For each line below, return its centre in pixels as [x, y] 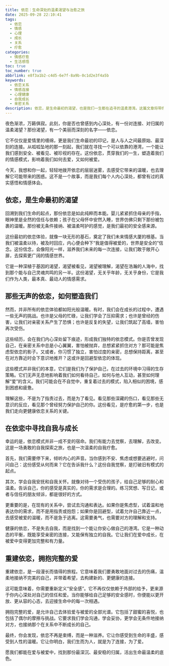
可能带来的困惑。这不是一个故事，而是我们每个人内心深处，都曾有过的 [87, 176]
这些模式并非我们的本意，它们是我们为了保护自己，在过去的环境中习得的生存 [84, 368]
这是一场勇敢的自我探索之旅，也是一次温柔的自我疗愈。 [62, 448]
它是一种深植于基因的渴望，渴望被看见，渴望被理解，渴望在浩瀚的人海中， [82, 266]
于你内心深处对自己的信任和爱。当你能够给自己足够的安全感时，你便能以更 [82, 595]
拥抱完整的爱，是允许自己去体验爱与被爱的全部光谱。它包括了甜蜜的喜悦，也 [84, 612]
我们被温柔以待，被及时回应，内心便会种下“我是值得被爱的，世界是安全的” [82, 243]
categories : [18, 52]
